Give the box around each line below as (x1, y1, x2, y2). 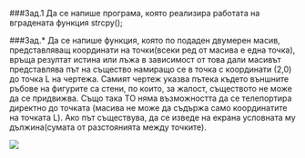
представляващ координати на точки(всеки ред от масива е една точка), (9, 44, 296, 55)
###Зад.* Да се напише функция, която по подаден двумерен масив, (9, 35, 280, 45)
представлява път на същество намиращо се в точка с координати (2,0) (9, 64, 292, 74)
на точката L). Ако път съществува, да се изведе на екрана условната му (9, 113, 296, 123)
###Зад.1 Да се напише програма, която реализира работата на (9, 8, 260, 18)
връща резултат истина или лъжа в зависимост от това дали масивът (9, 54, 282, 64)
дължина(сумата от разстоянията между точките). (9, 122, 207, 133)
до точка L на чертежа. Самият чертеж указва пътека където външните (9, 74, 290, 84)
